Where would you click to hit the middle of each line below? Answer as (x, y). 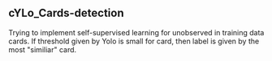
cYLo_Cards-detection (66, 13)
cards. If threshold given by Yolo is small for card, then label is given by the (134, 41)
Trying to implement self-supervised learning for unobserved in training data (136, 32)
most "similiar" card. (43, 49)
